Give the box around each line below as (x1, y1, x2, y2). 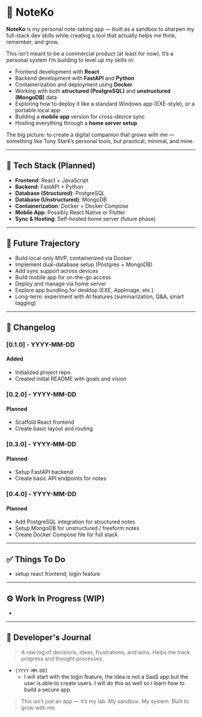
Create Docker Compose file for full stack (14, 531, 118, 538)
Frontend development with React (14, 68, 100, 75)
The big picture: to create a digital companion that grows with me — (6, 131, 175, 138)
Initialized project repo (14, 369, 71, 376)
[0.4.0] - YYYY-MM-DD (6, 490, 77, 499)
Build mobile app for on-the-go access (14, 273, 111, 281)
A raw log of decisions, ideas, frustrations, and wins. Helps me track (20, 648, 191, 655)
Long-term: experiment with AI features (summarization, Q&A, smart (14, 293, 185, 300)
